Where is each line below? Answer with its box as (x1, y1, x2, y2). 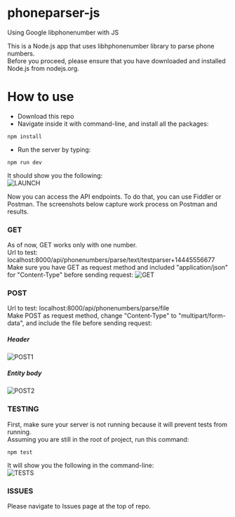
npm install (7, 133, 42, 140)
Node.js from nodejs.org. (7, 64, 79, 72)
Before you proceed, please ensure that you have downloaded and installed (7, 56, 226, 65)
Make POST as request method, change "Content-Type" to (7, 311, 177, 320)
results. (7, 207, 29, 216)
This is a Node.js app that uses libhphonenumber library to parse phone (7, 41, 215, 50)
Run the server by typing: (17, 145, 91, 154)
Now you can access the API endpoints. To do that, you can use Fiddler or (7, 192, 222, 201)
